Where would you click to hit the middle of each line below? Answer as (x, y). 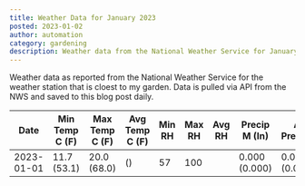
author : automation (46, 34)
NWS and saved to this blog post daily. (82, 97)
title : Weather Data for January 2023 (83, 18)
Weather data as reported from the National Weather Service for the (137, 77)
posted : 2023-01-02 (46, 26)
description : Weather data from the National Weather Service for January (154, 52)
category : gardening (49, 43)
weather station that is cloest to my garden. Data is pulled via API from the (148, 87)
